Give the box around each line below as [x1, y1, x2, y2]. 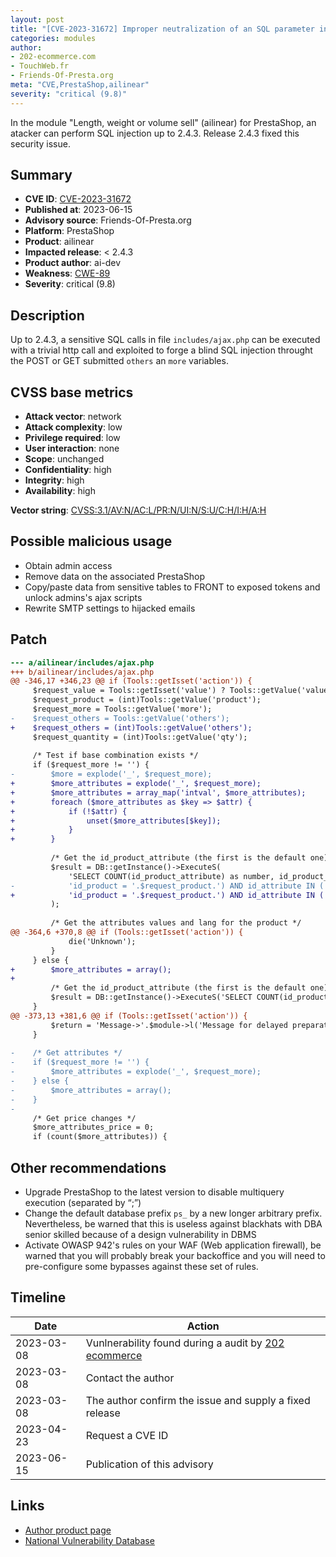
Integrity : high [24, 474, 85, 486]
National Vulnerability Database [24, 1534, 155, 1546]
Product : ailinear [24, 236, 95, 248]
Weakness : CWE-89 [24, 267, 111, 280]
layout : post [10, 14, 65, 25]
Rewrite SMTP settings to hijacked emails [24, 602, 196, 614]
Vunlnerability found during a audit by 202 [85, 1336, 285, 1350]
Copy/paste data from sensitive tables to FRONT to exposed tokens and [24, 581, 321, 593]
